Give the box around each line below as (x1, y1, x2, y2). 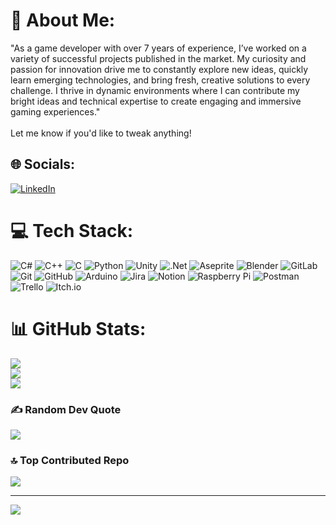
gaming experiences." (10, 105, 101, 118)
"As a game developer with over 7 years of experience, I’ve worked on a (10, 42, 307, 54)
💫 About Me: (10, 9, 116, 32)
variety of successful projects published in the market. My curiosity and (10, 52, 307, 64)
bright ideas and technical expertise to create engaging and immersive (10, 95, 302, 107)
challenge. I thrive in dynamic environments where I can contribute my (10, 84, 300, 96)
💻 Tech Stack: (10, 219, 134, 242)
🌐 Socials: (10, 156, 76, 173)
